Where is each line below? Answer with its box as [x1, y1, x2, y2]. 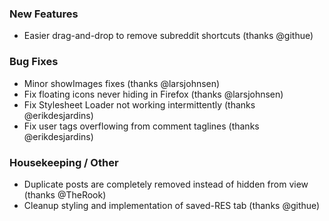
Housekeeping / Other [9, 155, 119, 169]
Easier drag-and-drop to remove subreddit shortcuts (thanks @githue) [23, 30, 314, 42]
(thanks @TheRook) [23, 188, 107, 201]
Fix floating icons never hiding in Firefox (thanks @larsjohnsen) [23, 88, 284, 100]
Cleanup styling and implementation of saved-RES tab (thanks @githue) [23, 199, 321, 211]
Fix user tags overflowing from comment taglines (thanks [23, 120, 260, 132]
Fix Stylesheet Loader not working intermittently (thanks [23, 98, 256, 111]
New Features [9, 7, 79, 21]
